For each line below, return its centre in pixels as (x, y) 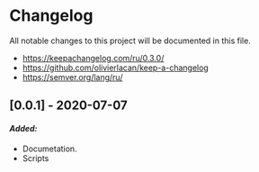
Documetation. (50, 149)
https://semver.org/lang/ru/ (72, 77)
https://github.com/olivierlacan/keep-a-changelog (115, 68)
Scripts (36, 158)
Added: (23, 128)
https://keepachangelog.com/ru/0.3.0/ (93, 58)
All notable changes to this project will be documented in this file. (130, 41)
